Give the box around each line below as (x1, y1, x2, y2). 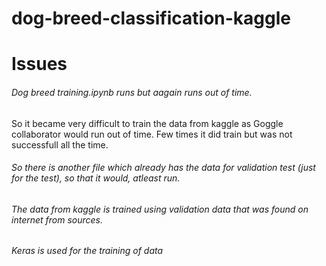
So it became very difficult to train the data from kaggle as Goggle (11, 117, 284, 129)
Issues (11, 53, 68, 76)
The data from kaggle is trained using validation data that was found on (11, 203, 309, 215)
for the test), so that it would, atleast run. (11, 172, 181, 184)
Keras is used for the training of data (11, 245, 164, 257)
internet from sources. (11, 213, 104, 226)
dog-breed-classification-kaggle (11, 7, 292, 30)
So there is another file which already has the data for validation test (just (11, 162, 316, 174)
